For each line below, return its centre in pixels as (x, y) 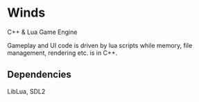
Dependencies (39, 75)
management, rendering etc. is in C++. (62, 53)
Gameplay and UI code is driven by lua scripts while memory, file (100, 45)
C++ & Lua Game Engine (42, 32)
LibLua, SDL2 (26, 91)
